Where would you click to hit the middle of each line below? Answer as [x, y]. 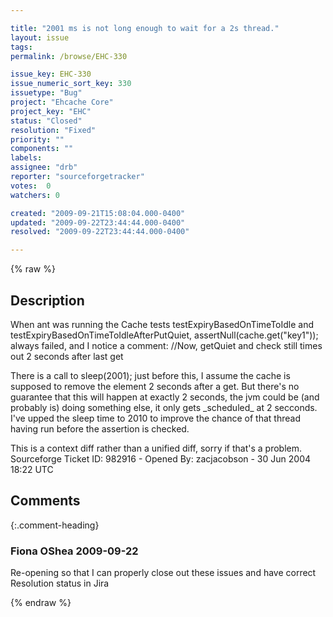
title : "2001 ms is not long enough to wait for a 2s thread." [145, 28]
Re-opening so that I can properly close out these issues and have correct [163, 573]
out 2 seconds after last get [67, 356]
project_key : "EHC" [51, 111]
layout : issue [40, 37]
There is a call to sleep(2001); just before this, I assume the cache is [150, 375]
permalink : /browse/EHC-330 [69, 56]
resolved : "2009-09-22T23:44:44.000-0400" [100, 232]
